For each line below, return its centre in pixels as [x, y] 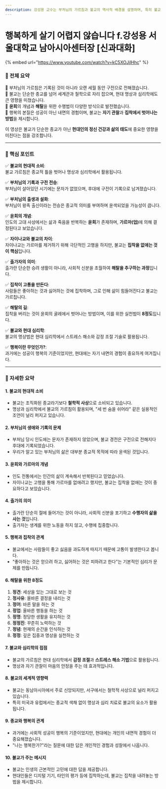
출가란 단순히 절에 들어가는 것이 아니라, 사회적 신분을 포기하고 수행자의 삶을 [84, 513]
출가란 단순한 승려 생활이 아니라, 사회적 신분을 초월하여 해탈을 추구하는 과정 [77, 268]
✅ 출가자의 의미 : [21, 262]
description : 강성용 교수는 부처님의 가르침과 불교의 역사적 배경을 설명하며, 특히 [79, 10]
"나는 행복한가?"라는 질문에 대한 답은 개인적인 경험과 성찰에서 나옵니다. [81, 745]
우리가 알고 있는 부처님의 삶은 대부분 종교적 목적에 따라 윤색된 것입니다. [81, 452]
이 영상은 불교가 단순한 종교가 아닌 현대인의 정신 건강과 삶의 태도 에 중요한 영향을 [82, 129]
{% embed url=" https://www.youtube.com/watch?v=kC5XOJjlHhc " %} [77, 62]
